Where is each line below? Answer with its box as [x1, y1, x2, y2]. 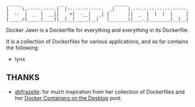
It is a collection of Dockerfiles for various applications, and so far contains [6, 38, 188, 45]
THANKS [6, 72, 40, 83]
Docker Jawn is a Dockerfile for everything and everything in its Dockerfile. [6, 26, 189, 34]
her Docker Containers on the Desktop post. [14, 94, 122, 101]
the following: [6, 44, 40, 51]
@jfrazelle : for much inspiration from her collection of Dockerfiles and [14, 88, 185, 95]
